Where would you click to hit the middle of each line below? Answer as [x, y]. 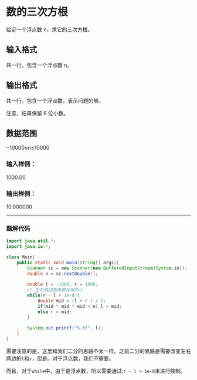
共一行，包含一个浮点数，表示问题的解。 [55, 100]
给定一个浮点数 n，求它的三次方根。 [50, 29]
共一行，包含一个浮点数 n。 [39, 65]
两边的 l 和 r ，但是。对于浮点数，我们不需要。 [60, 358]
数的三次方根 [37, 12]
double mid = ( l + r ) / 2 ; [72, 301]
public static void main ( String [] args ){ [68, 263]
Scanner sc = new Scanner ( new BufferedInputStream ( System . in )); [107, 268]
